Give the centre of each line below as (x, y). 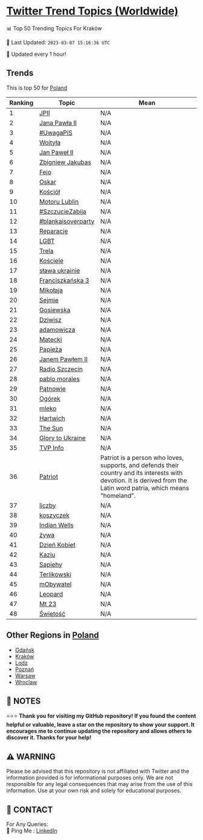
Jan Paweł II (56, 152)
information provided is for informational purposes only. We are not (90, 778)
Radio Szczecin (61, 369)
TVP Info (52, 448)
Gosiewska (55, 310)
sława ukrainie (60, 270)
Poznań (24, 669)
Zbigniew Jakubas (65, 162)
